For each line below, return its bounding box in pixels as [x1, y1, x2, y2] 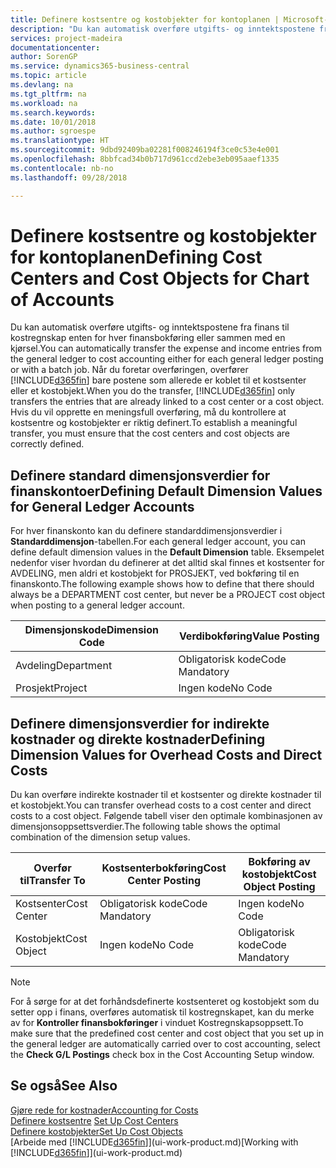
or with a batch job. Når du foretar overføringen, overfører [10, 364, 249, 376]
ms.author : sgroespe [10, 126, 97, 136]
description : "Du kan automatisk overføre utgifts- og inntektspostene [10, 24, 315, 34]
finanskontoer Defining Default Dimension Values [10, 482, 323, 500]
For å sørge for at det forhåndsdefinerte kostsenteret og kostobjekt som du [10, 996, 320, 1008]
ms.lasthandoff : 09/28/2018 [10, 172, 128, 183]
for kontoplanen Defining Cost [10, 246, 263, 268]
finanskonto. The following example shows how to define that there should [10, 578, 315, 590]
